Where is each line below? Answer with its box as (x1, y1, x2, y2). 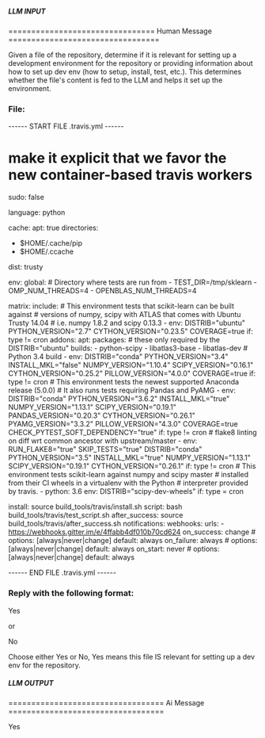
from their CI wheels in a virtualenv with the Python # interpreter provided (8, 478, 248, 488)
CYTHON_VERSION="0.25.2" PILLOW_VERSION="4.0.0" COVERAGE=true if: (8, 369, 256, 378)
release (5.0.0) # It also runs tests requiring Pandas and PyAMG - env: (8, 385, 236, 396)
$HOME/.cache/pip (19, 239, 83, 248)
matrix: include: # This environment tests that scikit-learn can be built (8, 301, 235, 311)
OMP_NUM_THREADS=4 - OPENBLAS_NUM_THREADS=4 (8, 286, 197, 296)
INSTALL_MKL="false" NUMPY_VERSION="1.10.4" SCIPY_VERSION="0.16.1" (8, 361, 254, 370)
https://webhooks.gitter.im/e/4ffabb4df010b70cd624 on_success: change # (8, 527, 256, 537)
